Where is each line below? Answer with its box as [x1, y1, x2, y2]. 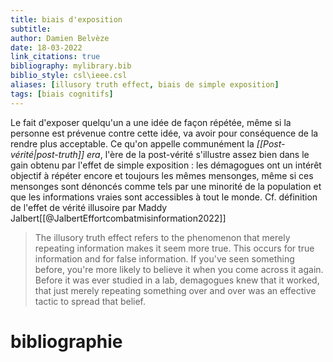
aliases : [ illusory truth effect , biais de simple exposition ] [10, 80, 280, 90]
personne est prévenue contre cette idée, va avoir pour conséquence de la [10, 127, 319, 139]
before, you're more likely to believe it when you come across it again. [34, 263, 324, 275]
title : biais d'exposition [10, 14, 123, 25]
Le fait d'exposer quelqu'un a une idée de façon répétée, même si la [10, 116, 292, 128]
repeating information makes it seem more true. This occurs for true [34, 242, 315, 254]
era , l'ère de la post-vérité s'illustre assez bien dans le [86, 148, 310, 160]
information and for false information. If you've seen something [34, 252, 295, 265]
